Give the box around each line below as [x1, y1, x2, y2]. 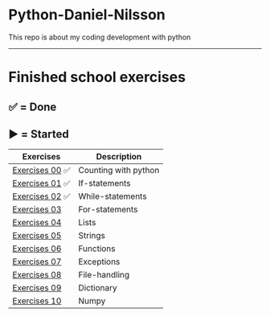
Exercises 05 [12, 230, 62, 241]
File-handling [78, 270, 130, 281]
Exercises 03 [12, 204, 62, 215]
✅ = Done [8, 100, 57, 113]
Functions [78, 243, 116, 254]
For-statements [78, 204, 138, 215]
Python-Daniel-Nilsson [8, 6, 166, 24]
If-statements [78, 178, 131, 189]
